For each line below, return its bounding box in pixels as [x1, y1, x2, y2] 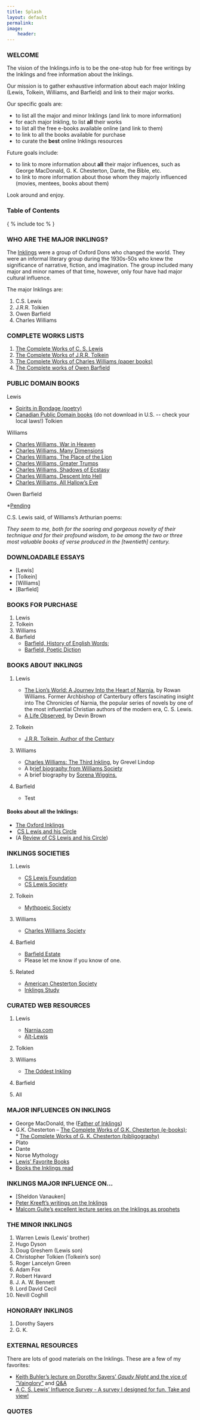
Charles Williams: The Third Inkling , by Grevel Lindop [24, 758, 155, 765]
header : [17, 31, 36, 37]
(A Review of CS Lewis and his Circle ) [15, 834, 109, 841]
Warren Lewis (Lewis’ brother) [15, 1234, 90, 1241]
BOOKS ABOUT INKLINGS [7, 661, 83, 669]
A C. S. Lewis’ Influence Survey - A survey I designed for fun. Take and [15, 1386, 190, 1393]
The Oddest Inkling [24, 1068, 72, 1075]
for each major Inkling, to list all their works [15, 118, 122, 126]
